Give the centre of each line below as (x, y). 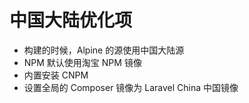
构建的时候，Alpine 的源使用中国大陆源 (104, 50)
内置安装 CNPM (56, 75)
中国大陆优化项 (71, 20)
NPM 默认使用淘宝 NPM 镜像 (82, 62)
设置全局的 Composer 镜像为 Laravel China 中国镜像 (131, 87)
